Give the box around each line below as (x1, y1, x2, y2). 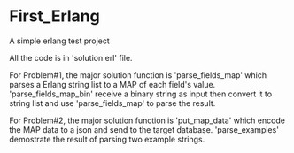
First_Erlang (9, 6, 100, 27)
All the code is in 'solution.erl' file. (9, 52, 133, 63)
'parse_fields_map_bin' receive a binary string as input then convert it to (9, 88, 273, 99)
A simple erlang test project (9, 35, 111, 46)
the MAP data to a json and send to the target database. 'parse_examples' (9, 124, 279, 134)
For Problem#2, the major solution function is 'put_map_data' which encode (9, 115, 286, 126)
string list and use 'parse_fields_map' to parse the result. (9, 97, 216, 108)
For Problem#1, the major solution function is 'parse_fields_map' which (9, 69, 267, 80)
